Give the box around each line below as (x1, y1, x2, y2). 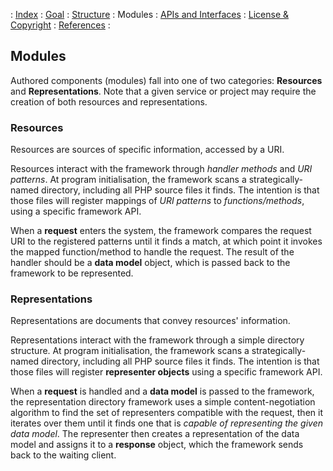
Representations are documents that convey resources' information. (10, 315, 291, 327)
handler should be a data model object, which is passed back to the (10, 257, 291, 269)
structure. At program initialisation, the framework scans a (10, 345, 250, 357)
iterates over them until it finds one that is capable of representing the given (10, 417, 323, 429)
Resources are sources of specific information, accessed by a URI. (10, 144, 285, 156)
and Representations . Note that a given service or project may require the (10, 85, 317, 97)
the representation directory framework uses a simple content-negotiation (10, 396, 316, 408)
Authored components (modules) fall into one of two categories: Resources (10, 74, 323, 86)
